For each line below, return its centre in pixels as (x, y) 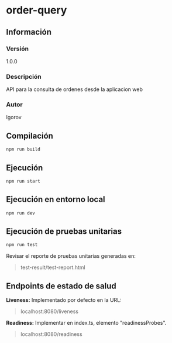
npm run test (22, 245)
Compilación (30, 136)
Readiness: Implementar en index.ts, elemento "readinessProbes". (86, 323)
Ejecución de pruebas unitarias (64, 231)
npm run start (23, 181)
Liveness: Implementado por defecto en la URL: (64, 300)
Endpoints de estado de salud (61, 286)
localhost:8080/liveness (49, 311)
